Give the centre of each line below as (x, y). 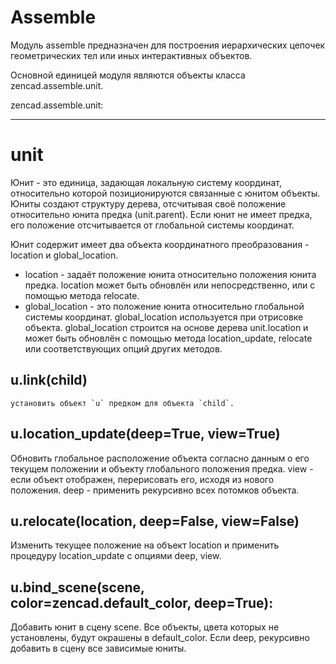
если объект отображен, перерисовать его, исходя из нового (142, 479)
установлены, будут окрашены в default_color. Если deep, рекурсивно (160, 638)
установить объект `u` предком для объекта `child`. (122, 403)
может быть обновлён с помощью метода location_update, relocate (168, 338)
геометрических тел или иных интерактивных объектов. (131, 55)
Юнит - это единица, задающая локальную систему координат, (146, 182)
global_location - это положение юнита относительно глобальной (164, 306)
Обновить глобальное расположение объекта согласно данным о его (160, 458)
